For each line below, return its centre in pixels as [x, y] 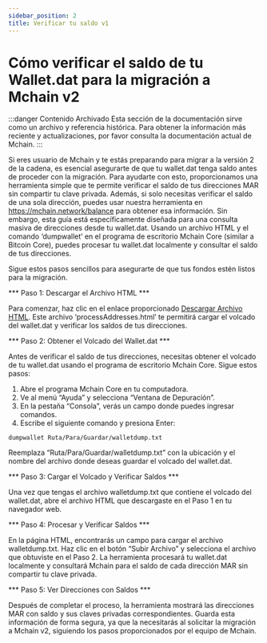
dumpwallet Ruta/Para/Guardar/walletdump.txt [85, 438]
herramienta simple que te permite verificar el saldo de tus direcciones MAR [133, 186]
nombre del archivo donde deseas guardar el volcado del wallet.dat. [120, 461]
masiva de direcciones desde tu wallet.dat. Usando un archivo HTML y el [129, 228]
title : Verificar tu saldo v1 [59, 23]
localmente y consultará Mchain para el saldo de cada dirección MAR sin [128, 566]
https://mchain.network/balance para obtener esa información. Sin [118, 211]
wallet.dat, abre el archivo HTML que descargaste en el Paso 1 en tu [120, 500]
